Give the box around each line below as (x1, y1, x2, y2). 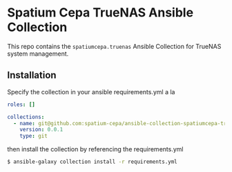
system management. (7, 50, 69, 58)
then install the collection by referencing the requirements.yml (7, 145, 184, 153)
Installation (7, 69, 57, 81)
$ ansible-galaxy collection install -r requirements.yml (7, 158, 177, 166)
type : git (19, 133, 48, 140)
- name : (13, 120, 36, 127)
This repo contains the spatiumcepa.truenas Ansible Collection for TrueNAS (7, 42, 222, 50)
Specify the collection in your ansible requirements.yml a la (7, 87, 175, 96)
